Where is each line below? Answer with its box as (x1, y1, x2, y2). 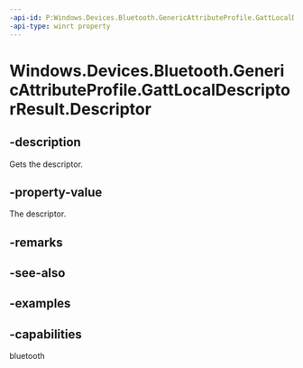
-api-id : (9, 13, 42, 23)
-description (9, 134, 81, 150)
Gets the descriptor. (9, 159, 84, 170)
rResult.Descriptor (9, 98, 151, 119)
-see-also (9, 265, 66, 281)
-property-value (9, 184, 103, 199)
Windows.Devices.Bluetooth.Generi (9, 60, 285, 81)
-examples (9, 296, 71, 311)
